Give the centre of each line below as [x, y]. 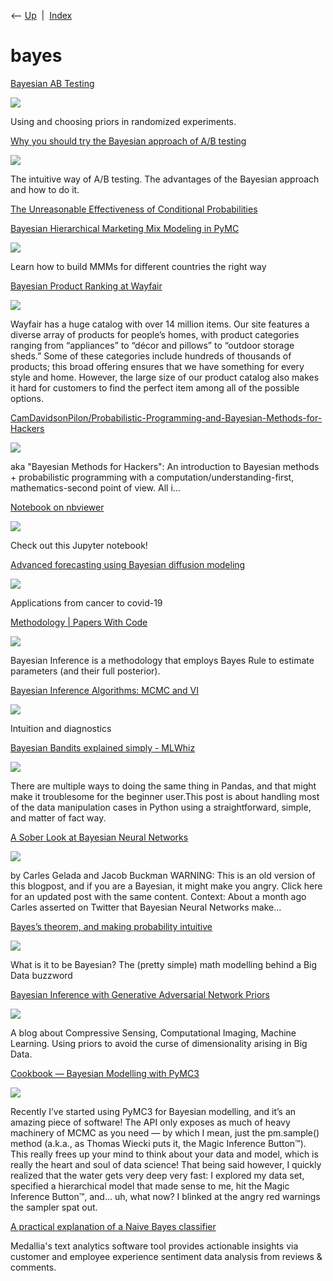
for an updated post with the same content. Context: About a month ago [158, 896]
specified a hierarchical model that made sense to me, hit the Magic [150, 1186]
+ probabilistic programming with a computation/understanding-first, [152, 477]
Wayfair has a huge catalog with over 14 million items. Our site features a [160, 324]
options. [27, 398]
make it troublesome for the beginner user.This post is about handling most [165, 796]
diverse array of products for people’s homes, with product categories [155, 334]
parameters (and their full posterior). [85, 671]
